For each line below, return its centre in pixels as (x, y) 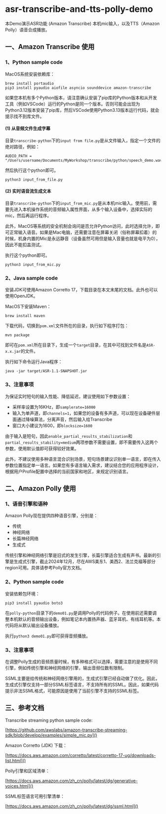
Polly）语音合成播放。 (27, 30)
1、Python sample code (34, 62)
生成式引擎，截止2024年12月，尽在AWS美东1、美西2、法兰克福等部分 (84, 561)
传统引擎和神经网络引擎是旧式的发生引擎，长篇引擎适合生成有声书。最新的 (81, 555)
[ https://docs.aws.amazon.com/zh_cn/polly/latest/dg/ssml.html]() (72, 806)
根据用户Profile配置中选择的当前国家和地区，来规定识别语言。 (68, 471)
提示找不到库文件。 (25, 116)
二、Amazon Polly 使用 (41, 489)
